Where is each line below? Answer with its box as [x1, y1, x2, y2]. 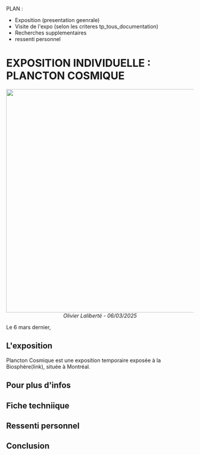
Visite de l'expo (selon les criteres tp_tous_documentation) [14, 23, 159, 30]
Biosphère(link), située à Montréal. [6, 363, 90, 370]
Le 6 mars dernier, [6, 323, 51, 331]
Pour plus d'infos [6, 381, 71, 391]
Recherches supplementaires [14, 29, 87, 36]
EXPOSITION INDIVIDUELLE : [6, 57, 151, 70]
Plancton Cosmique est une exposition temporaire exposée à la [6, 357, 161, 364]
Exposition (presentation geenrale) [14, 17, 100, 23]
